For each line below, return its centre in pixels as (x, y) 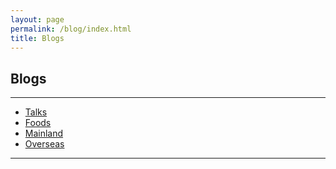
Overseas (44, 144)
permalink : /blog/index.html (71, 29)
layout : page (37, 19)
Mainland (44, 133)
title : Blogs (37, 38)
